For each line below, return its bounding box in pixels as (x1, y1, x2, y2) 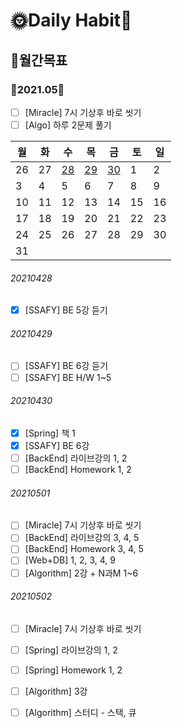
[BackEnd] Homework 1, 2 (24, 463, 132, 475)
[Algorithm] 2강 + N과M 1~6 (24, 567, 139, 579)
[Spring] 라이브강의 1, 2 (24, 644, 118, 656)
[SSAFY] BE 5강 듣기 (24, 304, 108, 316)
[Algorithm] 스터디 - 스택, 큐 (24, 707, 137, 719)
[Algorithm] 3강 (24, 685, 88, 697)
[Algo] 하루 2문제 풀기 (24, 119, 112, 131)
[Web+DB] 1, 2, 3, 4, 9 (24, 554, 116, 566)
